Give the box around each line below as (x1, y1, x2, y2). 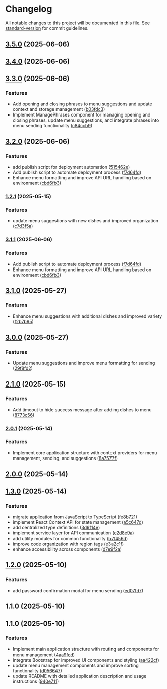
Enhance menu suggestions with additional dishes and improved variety (12, 313, 162, 319)
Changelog (5, 3, 52, 15)
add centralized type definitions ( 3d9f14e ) (12, 524, 100, 530)
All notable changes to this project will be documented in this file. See (5, 20, 150, 26)
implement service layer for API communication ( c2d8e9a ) (12, 530, 134, 536)
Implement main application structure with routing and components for (12, 646, 160, 652)
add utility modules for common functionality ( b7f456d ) (12, 535, 128, 541)
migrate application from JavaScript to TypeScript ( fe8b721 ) (12, 514, 138, 520)
